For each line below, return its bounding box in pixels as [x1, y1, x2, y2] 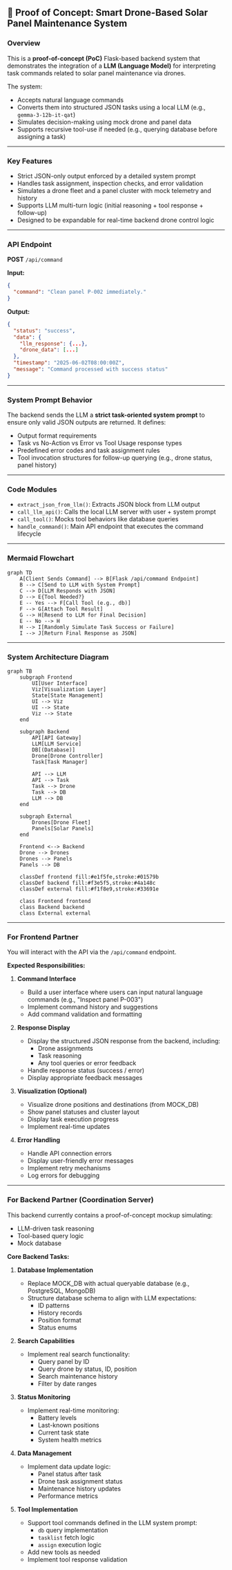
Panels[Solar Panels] [32, 825, 95, 832]
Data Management [17, 1449, 72, 1457]
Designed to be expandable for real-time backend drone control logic [17, 216, 215, 224]
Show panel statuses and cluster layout [27, 1108, 139, 1116]
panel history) [17, 461, 57, 469]
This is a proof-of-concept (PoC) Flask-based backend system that [7, 54, 200, 62]
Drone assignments [37, 1045, 93, 1053]
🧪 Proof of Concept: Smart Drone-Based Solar [7, 7, 209, 19]
